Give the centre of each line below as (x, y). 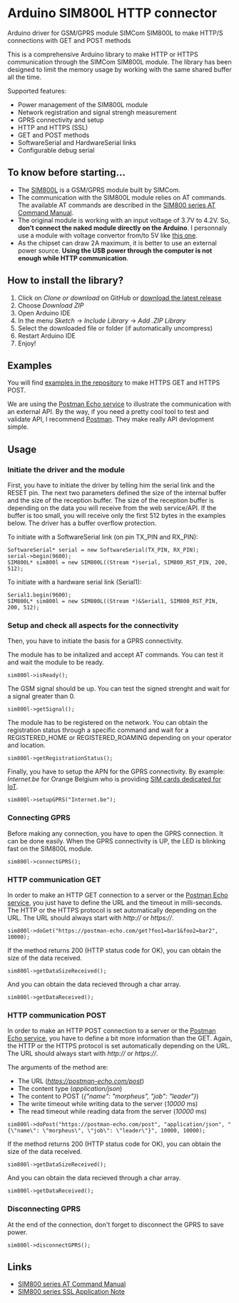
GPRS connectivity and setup (61, 120)
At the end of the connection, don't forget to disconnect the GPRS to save (116, 1225)
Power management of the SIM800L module (83, 104)
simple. (18, 427)
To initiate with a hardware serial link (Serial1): (75, 582)
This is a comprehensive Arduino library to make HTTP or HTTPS (103, 54)
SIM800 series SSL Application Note (71, 1292)
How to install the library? (65, 281)
